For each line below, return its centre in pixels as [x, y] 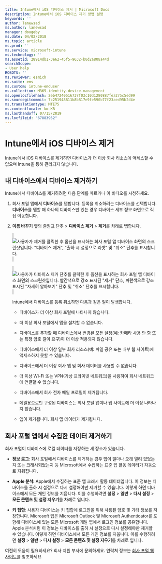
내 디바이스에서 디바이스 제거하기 [51, 180]
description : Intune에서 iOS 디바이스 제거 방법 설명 [54, 14]
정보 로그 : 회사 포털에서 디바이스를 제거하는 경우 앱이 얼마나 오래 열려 [77, 459]
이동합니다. [28, 216]
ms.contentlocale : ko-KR [30, 109]
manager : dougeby [22, 32]
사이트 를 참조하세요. [24, 557]
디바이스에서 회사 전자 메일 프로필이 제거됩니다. [64, 393]
